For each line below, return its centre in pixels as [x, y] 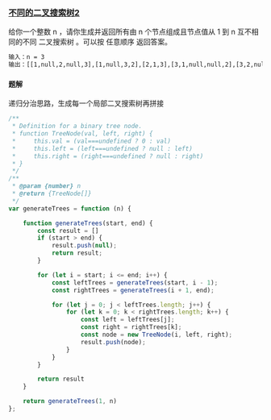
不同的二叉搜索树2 [44, 12]
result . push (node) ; [113, 342]
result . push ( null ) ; [84, 246]
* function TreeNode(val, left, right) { [82, 134]
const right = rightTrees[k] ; [131, 327]
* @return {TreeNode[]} [52, 193]
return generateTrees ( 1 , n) [70, 401]
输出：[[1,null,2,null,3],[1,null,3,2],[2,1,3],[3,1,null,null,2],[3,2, [131, 65]
